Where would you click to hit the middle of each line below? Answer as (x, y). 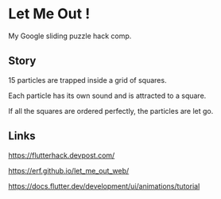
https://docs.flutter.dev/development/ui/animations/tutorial (104, 186)
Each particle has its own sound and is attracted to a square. (107, 96)
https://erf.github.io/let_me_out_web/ (69, 170)
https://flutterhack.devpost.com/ (62, 155)
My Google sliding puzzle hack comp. (70, 36)
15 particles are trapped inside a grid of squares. (87, 80)
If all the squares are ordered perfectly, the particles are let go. (111, 111)
